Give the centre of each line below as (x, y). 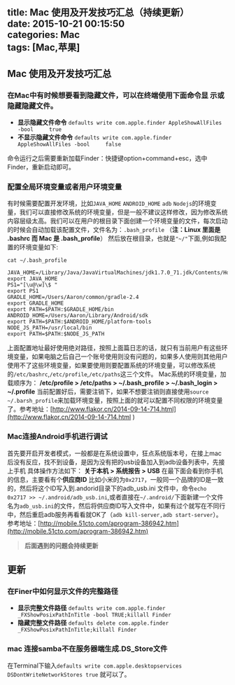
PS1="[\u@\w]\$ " (33, 285)
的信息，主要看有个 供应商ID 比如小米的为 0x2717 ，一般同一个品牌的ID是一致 (115, 479)
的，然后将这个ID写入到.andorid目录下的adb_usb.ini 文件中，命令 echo (107, 488)
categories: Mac (44, 35)
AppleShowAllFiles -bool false (69, 145)
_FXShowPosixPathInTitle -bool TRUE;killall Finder (94, 615)
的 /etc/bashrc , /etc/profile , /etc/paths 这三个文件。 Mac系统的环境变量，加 (117, 374)
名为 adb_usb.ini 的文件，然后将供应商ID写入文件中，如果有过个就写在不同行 (116, 506)
